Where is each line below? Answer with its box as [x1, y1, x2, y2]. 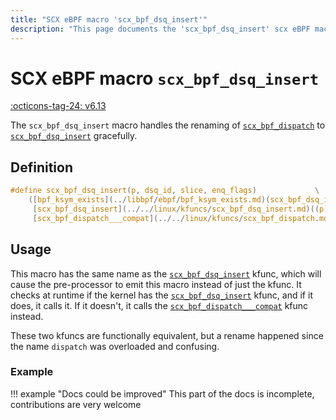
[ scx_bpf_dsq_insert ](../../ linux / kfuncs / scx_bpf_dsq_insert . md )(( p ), [32, 204, 333, 214]
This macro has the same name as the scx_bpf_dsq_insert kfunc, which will [10, 267, 322, 280]
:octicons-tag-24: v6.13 [10, 100, 107, 112]
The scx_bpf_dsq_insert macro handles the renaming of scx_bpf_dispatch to [10, 119, 326, 131]
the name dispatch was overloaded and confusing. [10, 340, 220, 352]
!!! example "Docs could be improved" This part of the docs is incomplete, [10, 387, 315, 400]
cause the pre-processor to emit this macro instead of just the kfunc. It [10, 278, 302, 290]
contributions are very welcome [10, 398, 142, 410]
